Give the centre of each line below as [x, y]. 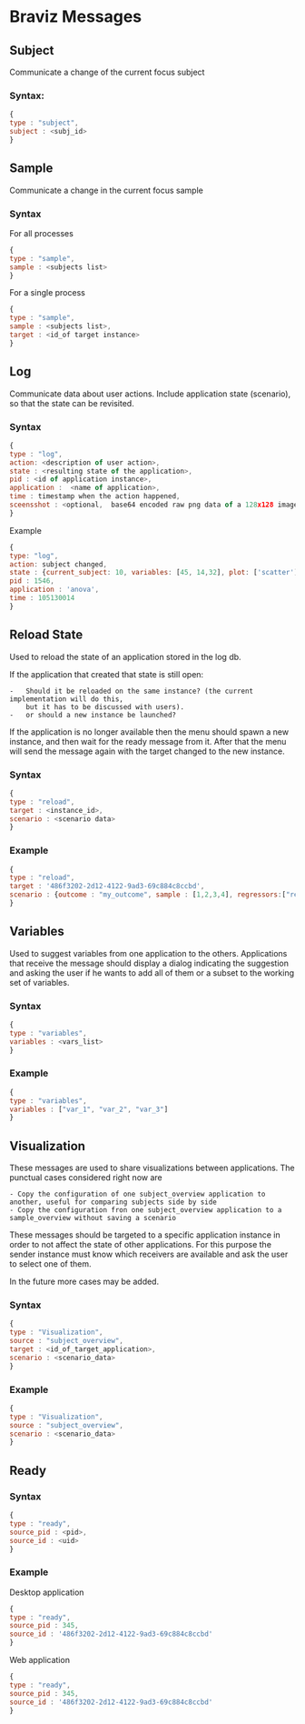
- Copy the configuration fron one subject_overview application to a [146, 1210]
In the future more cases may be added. [84, 1282]
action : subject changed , [58, 564]
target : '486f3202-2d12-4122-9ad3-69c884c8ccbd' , [107, 887]
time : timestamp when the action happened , [95, 496]
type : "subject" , [44, 123]
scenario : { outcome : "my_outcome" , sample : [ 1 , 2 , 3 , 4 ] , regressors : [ [148, 895]
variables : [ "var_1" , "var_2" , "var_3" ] [89, 1109]
